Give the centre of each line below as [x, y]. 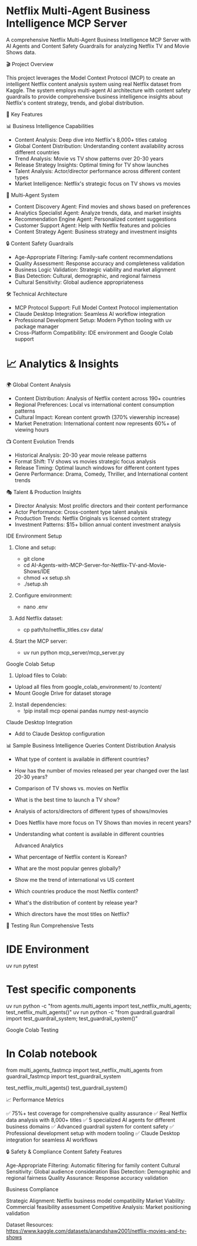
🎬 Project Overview [30, 64]
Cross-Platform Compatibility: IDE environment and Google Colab [94, 332]
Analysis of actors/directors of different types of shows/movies [91, 811]
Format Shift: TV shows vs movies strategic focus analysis [85, 461]
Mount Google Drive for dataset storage [63, 693]
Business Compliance [32, 1189]
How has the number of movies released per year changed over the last [102, 770]
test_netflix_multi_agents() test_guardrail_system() [67, 1088]
